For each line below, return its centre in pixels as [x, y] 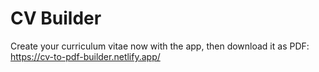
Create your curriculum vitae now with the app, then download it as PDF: [160, 46]
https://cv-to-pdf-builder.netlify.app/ [85, 56]
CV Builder [56, 18]
